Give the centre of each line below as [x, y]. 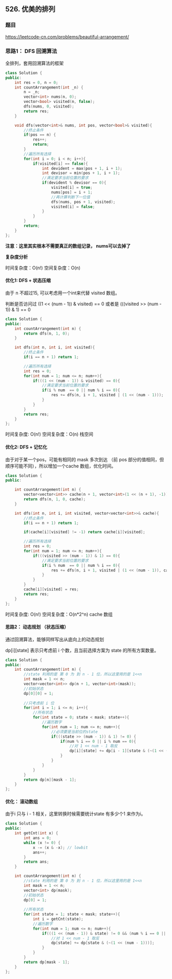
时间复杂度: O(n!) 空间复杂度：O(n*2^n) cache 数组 [59, 614]
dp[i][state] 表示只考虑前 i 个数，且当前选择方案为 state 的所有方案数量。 [82, 650]
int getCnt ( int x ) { [36, 833]
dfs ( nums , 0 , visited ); [49, 107]
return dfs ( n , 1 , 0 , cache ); [55, 499]
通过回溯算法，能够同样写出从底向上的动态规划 [55, 639]
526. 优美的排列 [30, 9]
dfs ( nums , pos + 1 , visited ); [83, 202]
